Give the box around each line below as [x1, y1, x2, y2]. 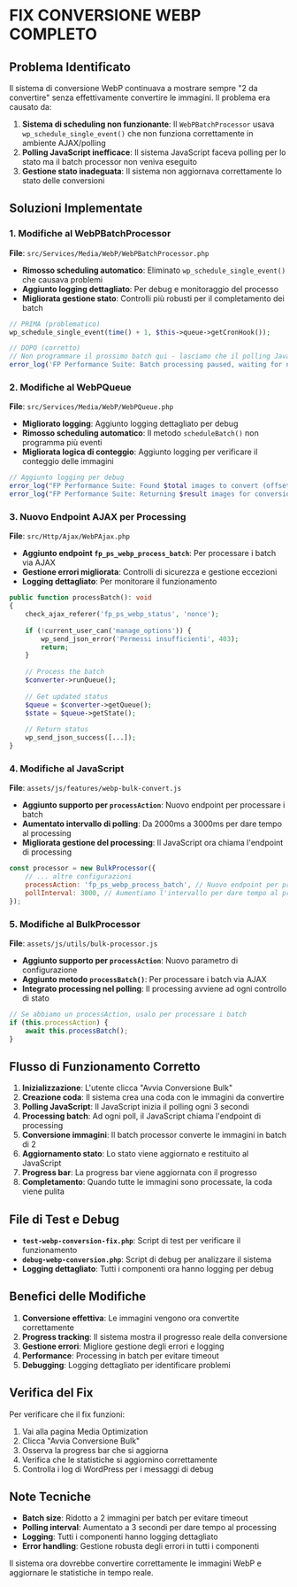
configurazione [21, 964, 78, 975]
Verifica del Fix [9, 1385, 94, 1400]
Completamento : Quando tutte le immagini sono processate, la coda [21, 1177, 272, 1188]
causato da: [9, 102, 52, 112]
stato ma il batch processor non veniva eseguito [21, 157, 197, 166]
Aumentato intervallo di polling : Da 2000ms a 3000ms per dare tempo [21, 818, 283, 829]
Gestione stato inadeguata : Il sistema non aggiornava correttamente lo [21, 166, 283, 176]
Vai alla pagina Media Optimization [21, 1426, 148, 1436]
